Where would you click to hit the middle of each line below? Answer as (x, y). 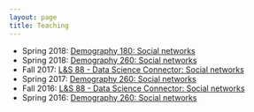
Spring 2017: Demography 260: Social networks (109, 78)
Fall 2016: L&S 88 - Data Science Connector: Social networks (133, 88)
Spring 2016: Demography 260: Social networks (109, 97)
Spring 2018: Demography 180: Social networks (109, 50)
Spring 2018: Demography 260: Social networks (109, 60)
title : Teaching (39, 26)
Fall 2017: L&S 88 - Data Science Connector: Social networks (133, 69)
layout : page (33, 17)
